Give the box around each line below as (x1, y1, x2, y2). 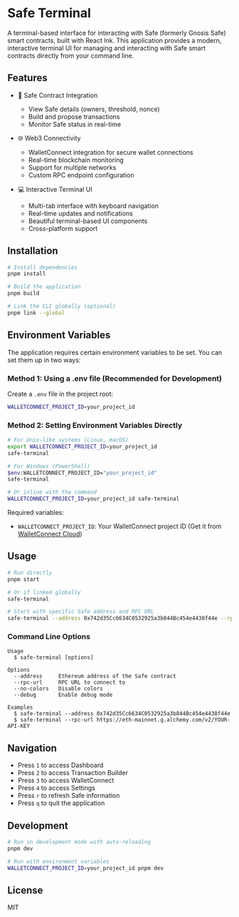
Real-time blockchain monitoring (28, 155, 124, 164)
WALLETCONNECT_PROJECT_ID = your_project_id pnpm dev (7, 864, 164, 871)
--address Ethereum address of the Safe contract (14, 672, 176, 680)
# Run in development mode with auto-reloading (7, 839, 152, 846)
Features (7, 72, 48, 84)
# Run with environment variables (7, 858, 110, 865)
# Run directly (7, 569, 53, 576)
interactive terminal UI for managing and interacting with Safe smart (7, 43, 206, 52)
